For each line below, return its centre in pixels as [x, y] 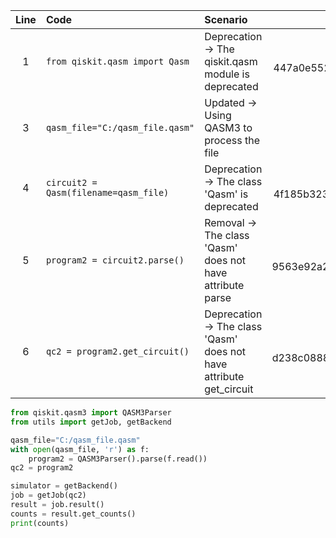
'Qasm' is [226, 194]
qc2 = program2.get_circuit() [117, 351]
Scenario [226, 19]
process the [232, 140]
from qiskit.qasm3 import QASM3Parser [91, 413]
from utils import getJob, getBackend [91, 422]
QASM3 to [228, 127]
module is [227, 74]
